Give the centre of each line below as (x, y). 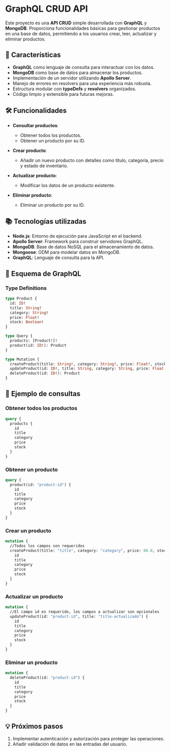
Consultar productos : (36, 125)
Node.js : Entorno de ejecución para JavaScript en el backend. (77, 236)
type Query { (19, 336)
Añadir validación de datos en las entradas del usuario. (70, 744)
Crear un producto (28, 531)
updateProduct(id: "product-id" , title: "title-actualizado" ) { (79, 616)
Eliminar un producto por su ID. (52, 205)
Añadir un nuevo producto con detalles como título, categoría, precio (92, 160)
